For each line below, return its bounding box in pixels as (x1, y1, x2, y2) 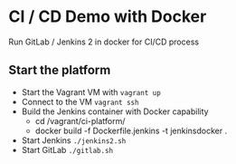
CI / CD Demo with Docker (8, 6, 207, 27)
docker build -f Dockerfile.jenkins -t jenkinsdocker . (34, 125, 228, 136)
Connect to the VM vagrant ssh (21, 96, 139, 107)
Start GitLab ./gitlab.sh (21, 144, 114, 155)
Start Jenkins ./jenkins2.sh (21, 134, 127, 146)
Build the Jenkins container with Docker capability (21, 106, 209, 117)
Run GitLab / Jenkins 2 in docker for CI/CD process (8, 36, 200, 47)
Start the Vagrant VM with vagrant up (21, 86, 162, 97)
